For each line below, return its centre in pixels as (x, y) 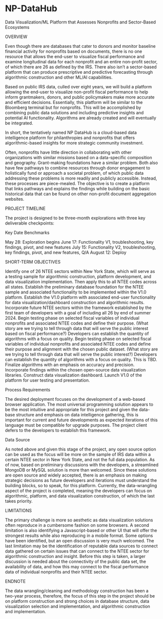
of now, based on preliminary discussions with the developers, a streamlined (82, 465)
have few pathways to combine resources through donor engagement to (78, 168)
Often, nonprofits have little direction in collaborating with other (69, 152)
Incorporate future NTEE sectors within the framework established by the (78, 308)
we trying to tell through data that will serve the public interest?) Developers (81, 354)
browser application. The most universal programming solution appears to (79, 404)
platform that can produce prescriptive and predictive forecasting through (79, 72)
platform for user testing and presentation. (47, 380)
